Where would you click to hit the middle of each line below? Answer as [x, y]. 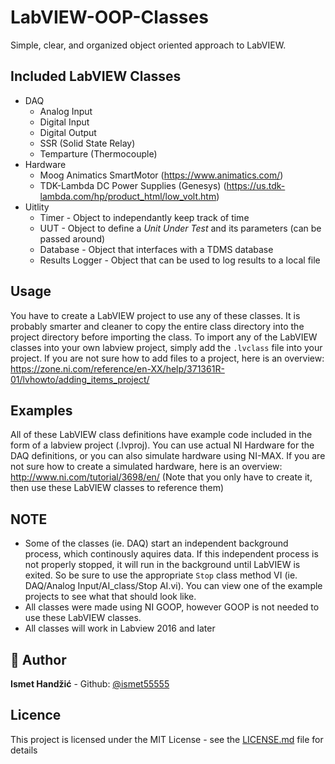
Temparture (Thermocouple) [98, 153]
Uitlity [37, 207]
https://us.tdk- [256, 185]
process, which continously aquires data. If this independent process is [171, 554]
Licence [36, 715]
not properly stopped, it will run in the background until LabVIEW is [162, 565]
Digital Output [68, 132]
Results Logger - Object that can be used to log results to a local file [180, 260]
